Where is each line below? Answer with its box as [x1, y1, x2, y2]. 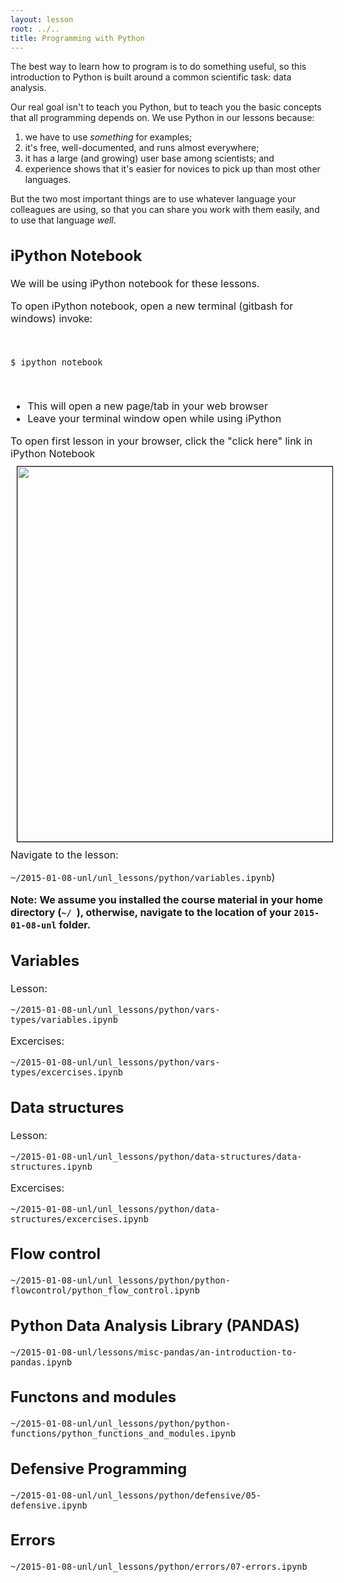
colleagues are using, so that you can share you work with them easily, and [10, 204, 320, 216]
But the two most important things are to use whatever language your [10, 193, 297, 205]
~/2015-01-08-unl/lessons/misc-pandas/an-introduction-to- [10, 1346, 298, 1358]
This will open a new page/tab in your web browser [27, 399, 268, 413]
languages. [24, 174, 72, 186]
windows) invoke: [10, 311, 93, 325]
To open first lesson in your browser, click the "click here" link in [10, 434, 313, 448]
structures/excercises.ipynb [10, 1213, 149, 1225]
